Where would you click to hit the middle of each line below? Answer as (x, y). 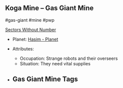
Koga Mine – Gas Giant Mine (49, 8)
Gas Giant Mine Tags (45, 79)
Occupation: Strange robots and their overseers (69, 58)
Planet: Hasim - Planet (35, 39)
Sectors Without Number (31, 30)
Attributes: (23, 48)
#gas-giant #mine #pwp (30, 20)
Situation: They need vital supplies (55, 63)
